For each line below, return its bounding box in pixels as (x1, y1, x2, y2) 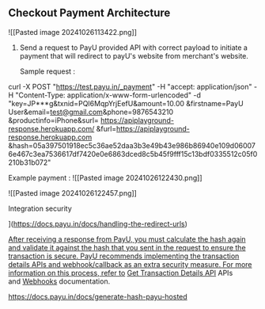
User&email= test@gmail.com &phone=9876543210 (8, 107, 174, 116)
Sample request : (19, 67, 76, 76)
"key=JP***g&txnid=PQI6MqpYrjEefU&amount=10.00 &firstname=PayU (8, 98, 244, 108)
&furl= (96, 124, 117, 133)
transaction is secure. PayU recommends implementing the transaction (8, 251, 240, 261)
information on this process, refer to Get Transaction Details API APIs (8, 268, 233, 277)
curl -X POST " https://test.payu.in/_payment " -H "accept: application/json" (8, 82, 252, 91)
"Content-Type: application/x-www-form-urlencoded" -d (15, 90, 202, 100)
